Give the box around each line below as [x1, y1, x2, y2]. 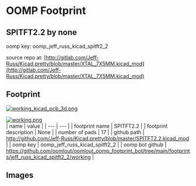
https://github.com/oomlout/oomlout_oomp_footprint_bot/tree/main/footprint [6, 147, 190, 154]
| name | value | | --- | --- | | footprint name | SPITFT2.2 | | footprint [6, 122, 168, 129]
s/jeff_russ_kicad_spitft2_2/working [6, 153, 92, 160]
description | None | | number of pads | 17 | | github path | [6, 128, 145, 135]
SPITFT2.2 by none [6, 27, 78, 37]
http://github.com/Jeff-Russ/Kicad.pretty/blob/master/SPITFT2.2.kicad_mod [6, 135, 190, 142]
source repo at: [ [6, 54, 46, 61]
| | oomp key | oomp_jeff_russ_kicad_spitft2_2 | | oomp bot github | [6, 141, 167, 148]
